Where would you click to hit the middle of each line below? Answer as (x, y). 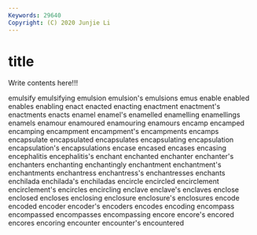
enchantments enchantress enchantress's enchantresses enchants (117, 173)
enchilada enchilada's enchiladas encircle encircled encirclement (114, 182)
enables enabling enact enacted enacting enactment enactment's (114, 107)
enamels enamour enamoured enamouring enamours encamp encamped (127, 123)
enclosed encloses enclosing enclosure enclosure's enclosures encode (124, 198)
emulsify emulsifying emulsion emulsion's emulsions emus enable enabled (129, 98)
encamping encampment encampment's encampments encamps (114, 132)
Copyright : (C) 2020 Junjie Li (59, 23)
